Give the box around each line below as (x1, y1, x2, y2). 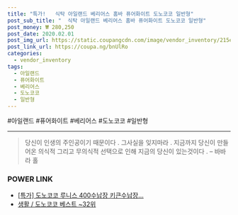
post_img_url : (7, 37, 50, 44)
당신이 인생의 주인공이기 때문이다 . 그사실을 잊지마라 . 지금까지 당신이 (24, 138, 216, 146)
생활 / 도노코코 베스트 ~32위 (17, 200, 96, 209)
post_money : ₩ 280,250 (7, 23, 74, 31)
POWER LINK (7, 174, 53, 184)
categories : (7, 50, 42, 57)
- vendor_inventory (13, 57, 72, 64)
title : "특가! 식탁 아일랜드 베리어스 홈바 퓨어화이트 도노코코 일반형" (7, 10, 194, 18)
